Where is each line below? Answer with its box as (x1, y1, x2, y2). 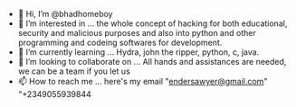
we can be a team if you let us (17, 66, 131, 76)
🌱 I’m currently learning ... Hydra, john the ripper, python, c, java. (17, 47, 260, 58)
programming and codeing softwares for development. (17, 37, 223, 48)
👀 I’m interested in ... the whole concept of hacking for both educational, (17, 18, 288, 29)
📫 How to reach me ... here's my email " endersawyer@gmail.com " (17, 76, 268, 86)
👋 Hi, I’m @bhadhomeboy (17, 9, 113, 19)
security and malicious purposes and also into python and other (17, 28, 256, 38)
